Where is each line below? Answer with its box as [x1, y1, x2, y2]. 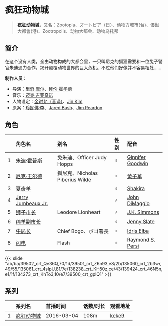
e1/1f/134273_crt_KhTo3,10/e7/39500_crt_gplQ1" [5, 271, 104, 277]
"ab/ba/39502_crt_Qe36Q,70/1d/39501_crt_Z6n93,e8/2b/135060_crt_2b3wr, [5, 260, 162, 266]
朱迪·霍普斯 [15, 157, 42, 164]
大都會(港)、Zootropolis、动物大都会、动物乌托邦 [17, 28, 119, 34]
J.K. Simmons [127, 208, 160, 215]
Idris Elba [127, 227, 149, 234]
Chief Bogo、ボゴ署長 [57, 228, 109, 235]
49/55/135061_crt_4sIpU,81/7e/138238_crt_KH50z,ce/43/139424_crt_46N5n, [5, 266, 163, 272]
